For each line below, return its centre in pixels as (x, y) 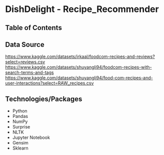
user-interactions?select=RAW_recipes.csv (49, 83)
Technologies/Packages (44, 99)
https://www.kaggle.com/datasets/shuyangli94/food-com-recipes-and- (79, 78)
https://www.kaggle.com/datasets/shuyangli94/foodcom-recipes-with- (78, 67)
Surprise (21, 127)
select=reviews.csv (25, 62)
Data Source (25, 44)
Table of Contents (34, 28)
